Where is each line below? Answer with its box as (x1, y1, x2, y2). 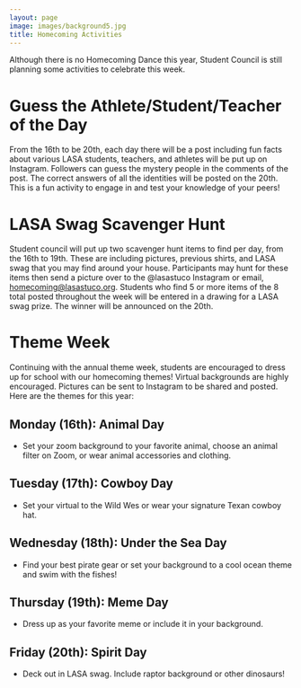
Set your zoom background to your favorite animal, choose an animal (22, 441, 279, 451)
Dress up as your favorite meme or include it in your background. (22, 619, 263, 630)
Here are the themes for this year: (9, 391, 135, 401)
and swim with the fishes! (22, 569, 118, 579)
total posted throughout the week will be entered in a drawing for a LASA (9, 291, 279, 302)
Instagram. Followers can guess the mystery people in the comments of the (9, 163, 289, 174)
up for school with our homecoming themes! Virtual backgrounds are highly (9, 372, 289, 383)
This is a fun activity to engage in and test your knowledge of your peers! (9, 182, 280, 193)
